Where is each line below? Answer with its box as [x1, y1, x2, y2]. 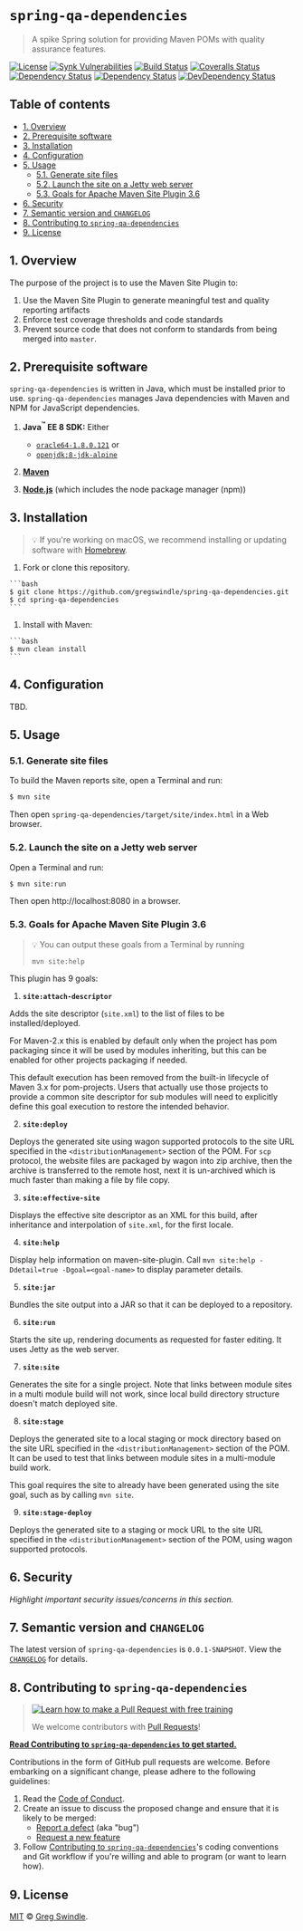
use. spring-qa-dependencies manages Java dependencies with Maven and [9, 393, 290, 404]
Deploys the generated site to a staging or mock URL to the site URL [9, 1524, 264, 1535]
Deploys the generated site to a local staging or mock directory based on [9, 1433, 282, 1444]
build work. [9, 1462, 52, 1473]
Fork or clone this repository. [22, 562, 130, 572]
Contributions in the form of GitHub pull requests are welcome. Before [9, 1756, 270, 1768]
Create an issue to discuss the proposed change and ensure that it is [22, 1803, 279, 1814]
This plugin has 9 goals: [9, 973, 99, 984]
